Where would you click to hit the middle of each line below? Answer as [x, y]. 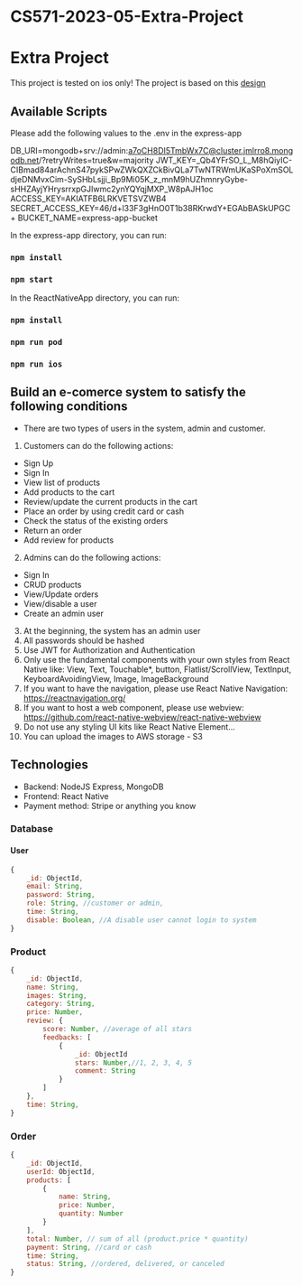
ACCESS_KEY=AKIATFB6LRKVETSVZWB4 [88, 198]
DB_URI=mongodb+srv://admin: [69, 150]
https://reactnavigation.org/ [74, 698]
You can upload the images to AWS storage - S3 [113, 736]
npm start [32, 279]
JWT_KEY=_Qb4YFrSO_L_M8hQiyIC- [224, 160]
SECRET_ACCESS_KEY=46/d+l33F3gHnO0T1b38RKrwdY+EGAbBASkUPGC [151, 208]
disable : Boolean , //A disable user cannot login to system [142, 920]
